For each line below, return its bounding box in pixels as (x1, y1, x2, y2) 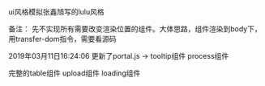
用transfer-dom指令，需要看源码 (8, 35, 117, 43)
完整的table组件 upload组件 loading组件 (8, 68, 141, 78)
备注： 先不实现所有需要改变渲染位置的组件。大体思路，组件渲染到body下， (8, 24, 262, 34)
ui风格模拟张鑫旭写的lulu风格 (8, 7, 105, 16)
